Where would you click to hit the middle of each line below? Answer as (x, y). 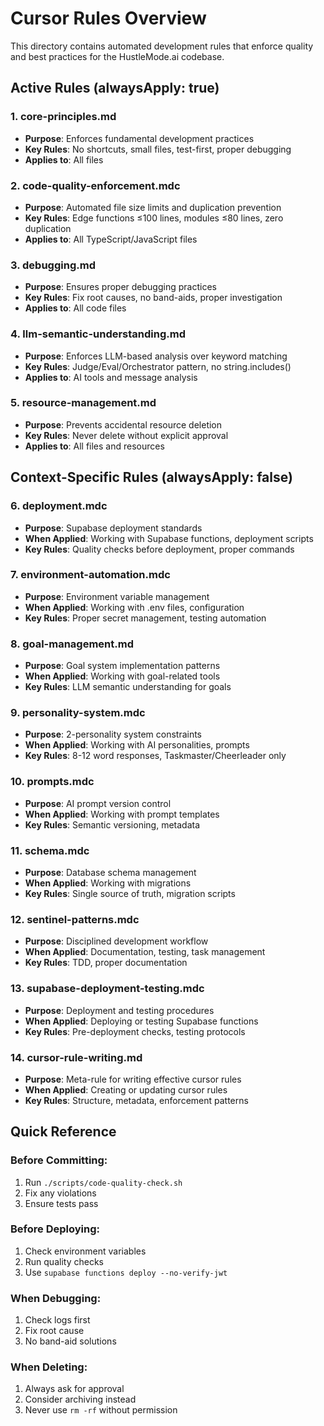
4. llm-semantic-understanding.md (98, 334)
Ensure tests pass (61, 1203)
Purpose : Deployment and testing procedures (119, 1010)
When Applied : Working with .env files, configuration (134, 607)
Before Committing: (59, 1160)
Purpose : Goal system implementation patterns (122, 666)
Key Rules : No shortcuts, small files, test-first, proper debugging (158, 149)
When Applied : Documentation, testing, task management (145, 952)
